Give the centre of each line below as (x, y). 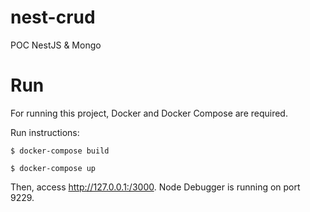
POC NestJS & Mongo (56, 45)
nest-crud (53, 17)
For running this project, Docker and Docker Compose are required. (149, 113)
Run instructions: (45, 132)
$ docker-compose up (53, 168)
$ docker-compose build (60, 151)
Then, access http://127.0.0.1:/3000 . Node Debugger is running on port (155, 187)
